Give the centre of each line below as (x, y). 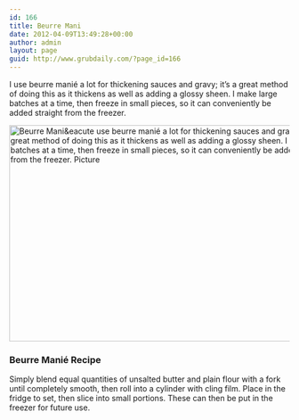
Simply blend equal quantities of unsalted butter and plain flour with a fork (145, 379)
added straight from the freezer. (68, 113)
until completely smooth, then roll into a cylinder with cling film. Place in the (148, 389)
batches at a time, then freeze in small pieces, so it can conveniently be (140, 103)
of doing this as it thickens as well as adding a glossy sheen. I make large (143, 94)
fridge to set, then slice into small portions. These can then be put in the (141, 399)
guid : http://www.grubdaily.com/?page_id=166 (95, 59)
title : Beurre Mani (45, 26)
